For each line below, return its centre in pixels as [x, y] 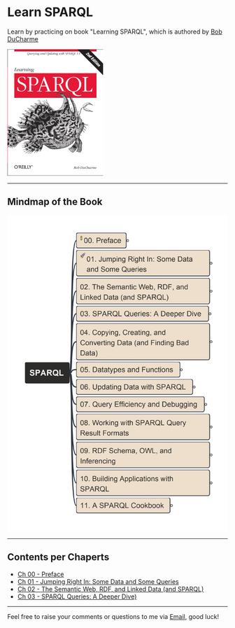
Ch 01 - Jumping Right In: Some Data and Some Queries [98, 581]
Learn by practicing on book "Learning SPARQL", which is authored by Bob [115, 32]
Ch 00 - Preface [41, 574]
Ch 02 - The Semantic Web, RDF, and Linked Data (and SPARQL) [111, 589]
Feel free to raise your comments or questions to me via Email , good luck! [113, 616]
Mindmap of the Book [55, 202]
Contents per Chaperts [58, 557]
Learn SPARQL [50, 12]
